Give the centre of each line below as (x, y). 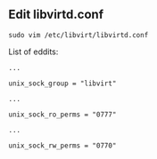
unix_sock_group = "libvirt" (62, 83)
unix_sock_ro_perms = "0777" (62, 115)
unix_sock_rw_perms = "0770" (62, 146)
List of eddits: (33, 52)
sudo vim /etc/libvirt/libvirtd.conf (78, 35)
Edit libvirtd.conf (56, 15)
